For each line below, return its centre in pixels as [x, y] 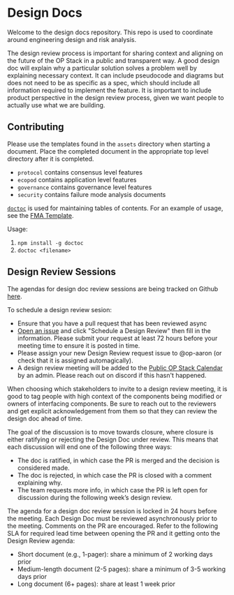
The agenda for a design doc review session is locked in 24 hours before [112, 510]
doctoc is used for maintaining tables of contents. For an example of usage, [115, 208]
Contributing [36, 127]
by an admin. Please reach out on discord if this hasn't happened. [112, 375]
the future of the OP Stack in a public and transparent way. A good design [114, 60]
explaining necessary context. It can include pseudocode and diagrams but [116, 75]
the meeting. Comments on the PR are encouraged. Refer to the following [113, 526]
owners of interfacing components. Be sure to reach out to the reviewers [112, 404]
